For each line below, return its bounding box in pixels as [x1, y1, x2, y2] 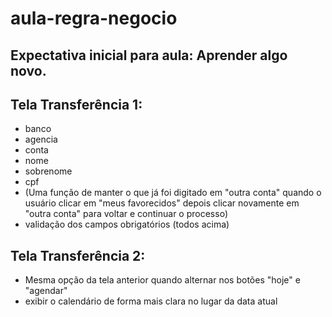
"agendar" [24, 285, 68, 297]
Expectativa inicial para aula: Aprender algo [10, 47, 288, 64]
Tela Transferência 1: [10, 96, 143, 113]
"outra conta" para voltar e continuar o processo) [24, 208, 228, 220]
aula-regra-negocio [10, 7, 178, 30]
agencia [24, 133, 58, 146]
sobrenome [24, 165, 73, 177]
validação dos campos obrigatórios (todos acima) [24, 218, 230, 231]
